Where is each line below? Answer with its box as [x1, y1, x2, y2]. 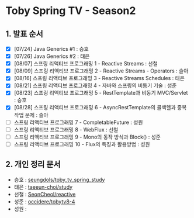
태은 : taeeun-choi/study [13, 183, 73, 191]
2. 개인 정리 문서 [5, 160, 61, 169]
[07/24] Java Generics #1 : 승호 [13, 46, 89, 52]
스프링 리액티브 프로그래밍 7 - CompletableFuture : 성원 [13, 119, 143, 126]
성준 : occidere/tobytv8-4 [13, 198, 75, 205]
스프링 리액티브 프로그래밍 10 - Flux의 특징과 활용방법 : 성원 [13, 140, 150, 147]
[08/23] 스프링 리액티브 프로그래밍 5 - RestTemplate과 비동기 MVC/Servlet [13, 89, 188, 96]
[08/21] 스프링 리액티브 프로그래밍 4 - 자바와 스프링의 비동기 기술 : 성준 [13, 82, 177, 89]
